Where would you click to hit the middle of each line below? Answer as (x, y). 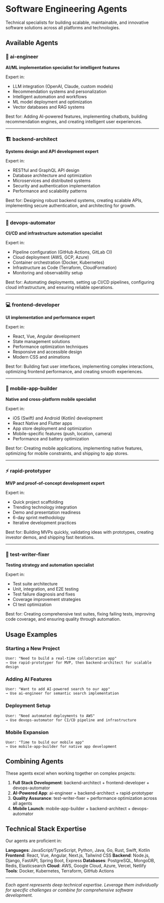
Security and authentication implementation (56, 185)
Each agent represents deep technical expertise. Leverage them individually (82, 885)
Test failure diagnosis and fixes (44, 594)
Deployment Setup (28, 705)
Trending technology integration (45, 507)
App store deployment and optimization (52, 428)
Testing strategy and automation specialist (50, 565)
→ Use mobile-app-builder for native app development (61, 746)
